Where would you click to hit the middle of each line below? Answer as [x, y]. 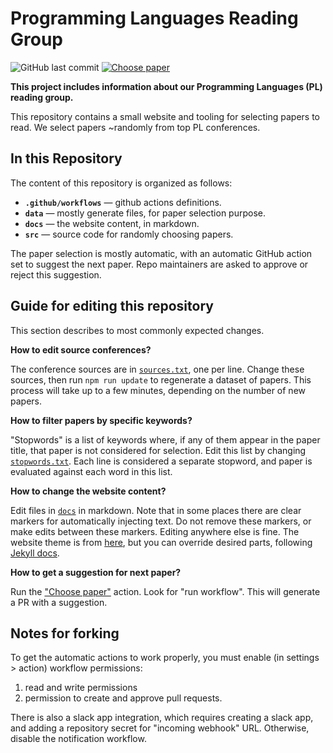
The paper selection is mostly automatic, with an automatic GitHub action [161, 253]
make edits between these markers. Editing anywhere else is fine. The [155, 531]
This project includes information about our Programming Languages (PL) [166, 86]
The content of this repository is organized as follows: [121, 183]
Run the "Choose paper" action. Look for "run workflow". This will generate [165, 591]
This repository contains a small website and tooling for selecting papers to [165, 116]
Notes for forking [65, 633]
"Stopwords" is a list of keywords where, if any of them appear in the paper [165, 439]
